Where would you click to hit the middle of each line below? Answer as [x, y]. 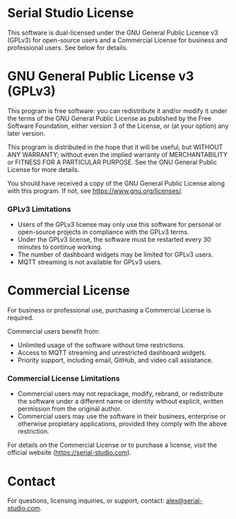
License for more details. [43, 169]
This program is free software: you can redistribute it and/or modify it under [117, 110]
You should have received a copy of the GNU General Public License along [116, 183]
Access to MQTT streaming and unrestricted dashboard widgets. [112, 353]
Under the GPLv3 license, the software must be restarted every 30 [114, 240]
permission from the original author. [70, 409]
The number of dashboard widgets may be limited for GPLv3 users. [115, 255]
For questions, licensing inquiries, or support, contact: [86, 501]
